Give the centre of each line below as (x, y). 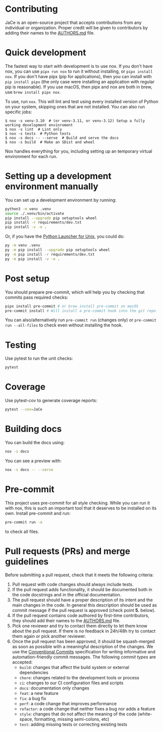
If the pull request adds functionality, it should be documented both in (82, 590)
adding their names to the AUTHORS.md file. (50, 33)
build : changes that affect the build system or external (74, 668)
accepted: (22, 662)
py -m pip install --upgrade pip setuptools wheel (58, 250)
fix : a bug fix (33, 698)
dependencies (34, 672)
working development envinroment (39, 125)
